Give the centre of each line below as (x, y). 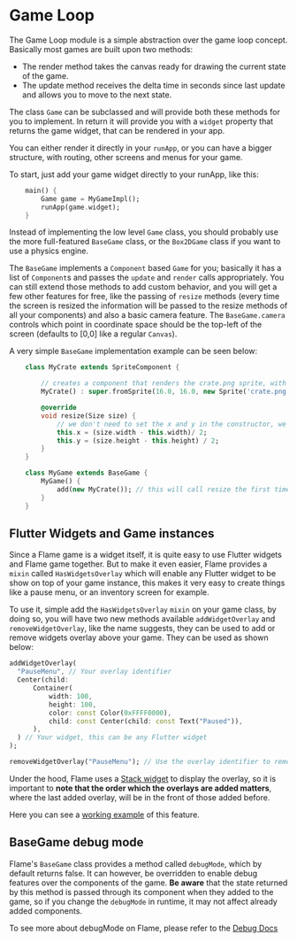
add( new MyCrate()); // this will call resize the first (164, 489)
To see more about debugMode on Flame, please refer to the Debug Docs (144, 928)
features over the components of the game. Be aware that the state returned (148, 883)
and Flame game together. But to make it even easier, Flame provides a (138, 564)
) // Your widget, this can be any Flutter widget (112, 737)
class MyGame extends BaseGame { (87, 473)
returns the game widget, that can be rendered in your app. (117, 130)
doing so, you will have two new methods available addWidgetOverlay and (142, 619)
